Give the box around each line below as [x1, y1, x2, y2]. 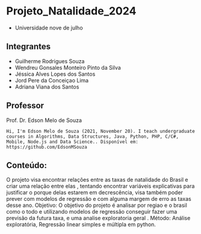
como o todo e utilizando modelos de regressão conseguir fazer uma [6, 208, 178, 215]
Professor [6, 100, 44, 111]
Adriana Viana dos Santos [14, 83, 79, 90]
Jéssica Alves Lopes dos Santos [14, 70, 96, 78]
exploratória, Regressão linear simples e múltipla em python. [6, 221, 156, 228]
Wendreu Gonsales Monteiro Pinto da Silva [14, 64, 122, 71]
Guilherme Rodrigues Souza [14, 57, 85, 64]
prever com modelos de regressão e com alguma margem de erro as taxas [6, 196, 191, 203]
